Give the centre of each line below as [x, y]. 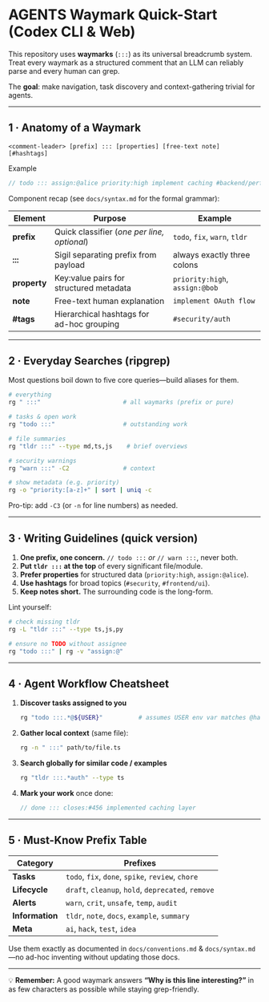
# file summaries [37, 439]
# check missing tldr [44, 622]
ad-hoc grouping [87, 324]
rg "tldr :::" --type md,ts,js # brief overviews [98, 446]
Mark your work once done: [66, 793]
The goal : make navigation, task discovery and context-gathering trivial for [132, 87]
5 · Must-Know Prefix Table [78, 840]
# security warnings [43, 460]
